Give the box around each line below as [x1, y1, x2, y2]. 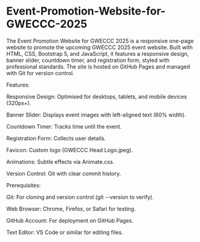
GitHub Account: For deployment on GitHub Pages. [6, 217, 134, 224]
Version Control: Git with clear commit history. [6, 170, 121, 177]
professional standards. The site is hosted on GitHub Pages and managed [6, 62, 190, 70]
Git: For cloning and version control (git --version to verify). [6, 193, 155, 201]
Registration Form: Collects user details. [6, 135, 106, 142]
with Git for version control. [6, 69, 75, 76]
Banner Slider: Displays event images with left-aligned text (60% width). [6, 111, 186, 118]
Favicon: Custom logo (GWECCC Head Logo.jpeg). [6, 146, 133, 153]
